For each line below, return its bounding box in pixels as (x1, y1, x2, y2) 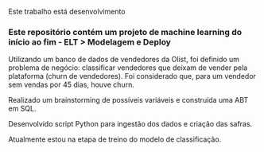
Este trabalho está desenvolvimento (8, 7, 126, 16)
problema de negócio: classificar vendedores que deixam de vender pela (8, 63, 248, 72)
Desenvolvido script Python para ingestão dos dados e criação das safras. (8, 119, 253, 129)
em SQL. (8, 103, 37, 114)
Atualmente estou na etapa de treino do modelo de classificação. (8, 134, 222, 144)
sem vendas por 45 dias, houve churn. (8, 80, 135, 90)
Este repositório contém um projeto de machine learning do (8, 26, 243, 37)
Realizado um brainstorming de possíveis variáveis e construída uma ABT (8, 95, 249, 105)
